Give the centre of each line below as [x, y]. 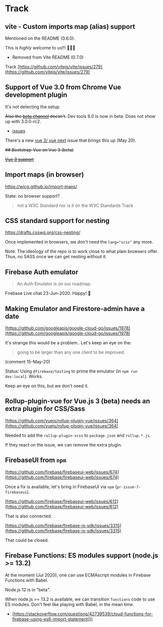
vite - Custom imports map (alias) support [70, 27]
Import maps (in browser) [45, 175]
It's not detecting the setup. [33, 107]
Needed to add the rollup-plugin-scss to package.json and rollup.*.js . [78, 435]
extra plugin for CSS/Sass [45, 409]
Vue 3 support [20, 159]
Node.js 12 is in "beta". [28, 589]
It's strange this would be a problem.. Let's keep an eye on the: [68, 343]
